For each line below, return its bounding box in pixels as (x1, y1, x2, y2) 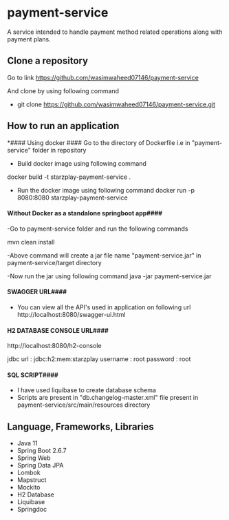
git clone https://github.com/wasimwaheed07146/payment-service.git (17, 100, 215, 108)
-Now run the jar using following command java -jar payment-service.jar (7, 271, 212, 280)
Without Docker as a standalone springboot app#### (7, 209, 163, 218)
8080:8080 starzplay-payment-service (17, 193, 129, 202)
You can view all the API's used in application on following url (17, 302, 191, 311)
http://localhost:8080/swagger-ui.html (17, 310, 126, 318)
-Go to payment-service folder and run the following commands (7, 224, 188, 233)
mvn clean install (7, 238, 55, 246)
